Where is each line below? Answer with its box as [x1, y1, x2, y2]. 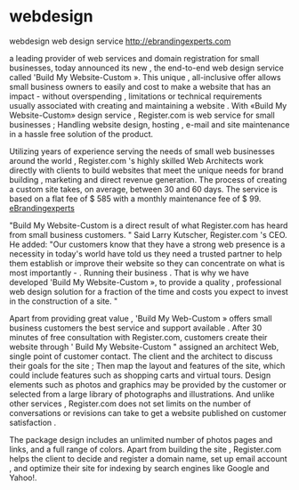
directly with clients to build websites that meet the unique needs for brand [9, 165, 284, 176]
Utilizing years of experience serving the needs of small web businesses [9, 145, 276, 157]
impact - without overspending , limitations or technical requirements [9, 91, 263, 102]
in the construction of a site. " [9, 296, 118, 306]
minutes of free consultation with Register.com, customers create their [9, 331, 268, 342]
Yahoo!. [9, 472, 37, 483]
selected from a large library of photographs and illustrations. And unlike [9, 388, 275, 399]
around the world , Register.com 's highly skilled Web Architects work [9, 155, 264, 166]
